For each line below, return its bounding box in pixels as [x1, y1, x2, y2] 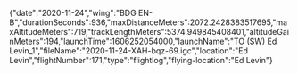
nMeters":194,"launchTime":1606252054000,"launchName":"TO [9, 36, 245, 46]
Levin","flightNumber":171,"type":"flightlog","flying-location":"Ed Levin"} [9, 55, 274, 65]
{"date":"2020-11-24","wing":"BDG [9, 8, 137, 18]
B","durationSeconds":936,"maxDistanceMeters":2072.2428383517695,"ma [9, 17, 288, 28]
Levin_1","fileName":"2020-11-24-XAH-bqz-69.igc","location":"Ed [9, 45, 248, 56]
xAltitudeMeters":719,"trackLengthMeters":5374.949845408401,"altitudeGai [9, 27, 290, 37]
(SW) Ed [246, 36, 277, 46]
